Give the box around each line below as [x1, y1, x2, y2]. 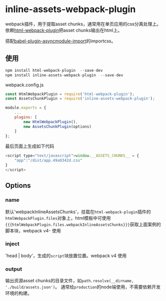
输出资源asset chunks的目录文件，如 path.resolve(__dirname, [5, 278, 134, 284]
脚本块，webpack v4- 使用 [5, 227, 61, 233]
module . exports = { [5, 105, 47, 111]
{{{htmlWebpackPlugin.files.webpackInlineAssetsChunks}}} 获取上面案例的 [5, 221, 161, 227]
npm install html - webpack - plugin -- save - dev [5, 68, 103, 73]
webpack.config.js [5, 82, 44, 88]
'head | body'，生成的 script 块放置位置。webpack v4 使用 [5, 253, 127, 259]
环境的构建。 [5, 290, 32, 296]
